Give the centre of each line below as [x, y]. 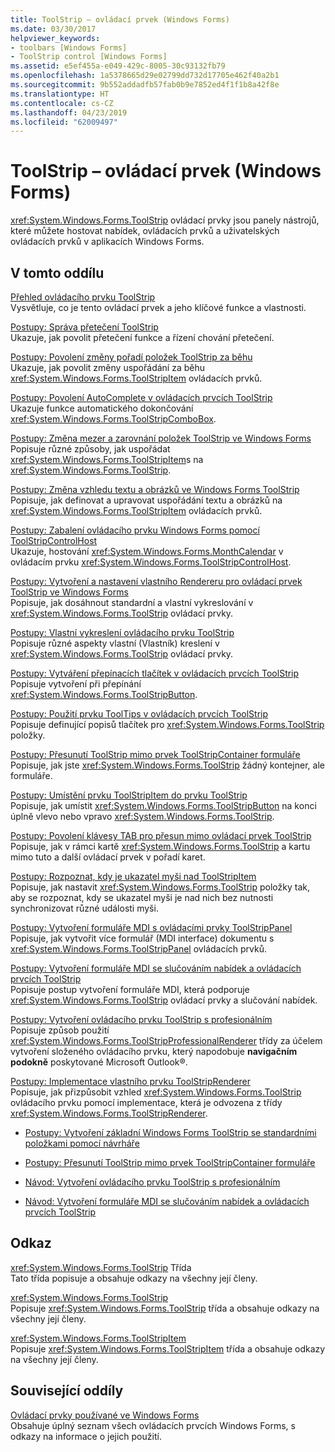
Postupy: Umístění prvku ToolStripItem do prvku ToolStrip [129, 795]
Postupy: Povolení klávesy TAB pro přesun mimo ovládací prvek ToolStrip [161, 835]
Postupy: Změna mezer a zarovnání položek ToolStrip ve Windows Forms [161, 438]
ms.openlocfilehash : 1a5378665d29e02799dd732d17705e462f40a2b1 [145, 76]
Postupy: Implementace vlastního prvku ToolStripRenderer [130, 1081]
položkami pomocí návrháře [82, 1143]
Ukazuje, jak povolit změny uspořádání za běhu [108, 367]
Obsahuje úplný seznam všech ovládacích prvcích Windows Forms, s [153, 1425]
